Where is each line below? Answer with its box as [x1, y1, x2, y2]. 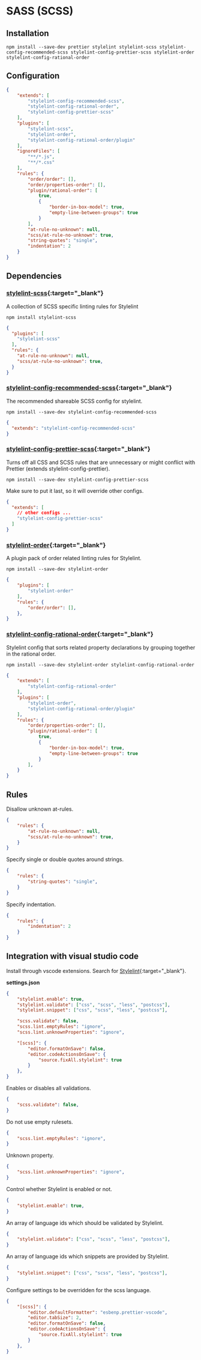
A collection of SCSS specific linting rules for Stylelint [6, 302, 139, 310]
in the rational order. [6, 650, 56, 657]
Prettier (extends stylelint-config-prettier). [6, 465, 110, 472]
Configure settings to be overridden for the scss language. [6, 1286, 151, 1293]
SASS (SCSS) [6, 4, 74, 18]
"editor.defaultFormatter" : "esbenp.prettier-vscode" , [28, 1309, 168, 1316]
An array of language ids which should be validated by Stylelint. [6, 1219, 164, 1227]
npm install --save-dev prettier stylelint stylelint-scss [6, 44, 157, 50]
